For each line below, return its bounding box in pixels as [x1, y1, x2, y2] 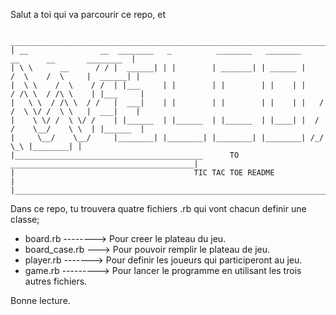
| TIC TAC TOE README [10, 168, 275, 178]
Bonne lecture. [10, 295, 71, 306]
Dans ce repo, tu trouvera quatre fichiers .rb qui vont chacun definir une [10, 203, 307, 214]
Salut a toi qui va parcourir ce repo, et [10, 9, 167, 20]
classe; [10, 214, 40, 225]
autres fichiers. [24, 275, 88, 287]
